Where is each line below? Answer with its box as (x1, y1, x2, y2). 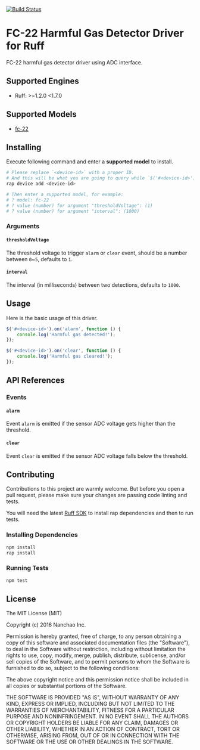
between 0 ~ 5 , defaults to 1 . (6, 255, 73, 262)
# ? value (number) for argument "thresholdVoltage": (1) (6, 203, 153, 209)
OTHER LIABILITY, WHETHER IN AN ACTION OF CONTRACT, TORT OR (6, 726, 180, 733)
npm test (6, 577, 28, 584)
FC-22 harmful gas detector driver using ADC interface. (6, 58, 143, 66)
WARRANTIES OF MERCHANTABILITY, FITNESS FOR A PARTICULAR (6, 706, 174, 714)
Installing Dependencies (6, 531, 79, 539)
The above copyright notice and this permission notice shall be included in (6, 676, 189, 683)
